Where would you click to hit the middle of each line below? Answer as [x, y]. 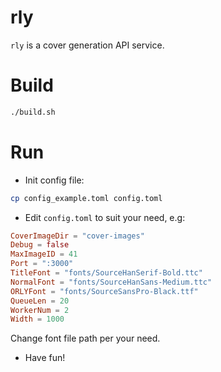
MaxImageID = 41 [44, 254]
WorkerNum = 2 [40, 310]
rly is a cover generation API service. [87, 45]
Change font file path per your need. [85, 338]
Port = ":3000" [42, 264]
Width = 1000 [37, 319]
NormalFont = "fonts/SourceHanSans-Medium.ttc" [111, 282]
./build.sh [33, 112]
